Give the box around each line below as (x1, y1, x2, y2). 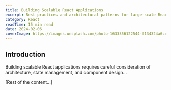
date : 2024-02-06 (5, 27, 42, 32)
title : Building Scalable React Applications (5, 7, 103, 13)
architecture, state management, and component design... (5, 69, 127, 75)
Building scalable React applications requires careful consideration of (5, 63, 151, 70)
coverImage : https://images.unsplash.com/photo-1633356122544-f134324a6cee (5, 31, 169, 36)
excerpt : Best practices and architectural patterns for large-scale (5, 12, 156, 17)
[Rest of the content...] (5, 79, 52, 85)
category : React (5, 17, 40, 22)
